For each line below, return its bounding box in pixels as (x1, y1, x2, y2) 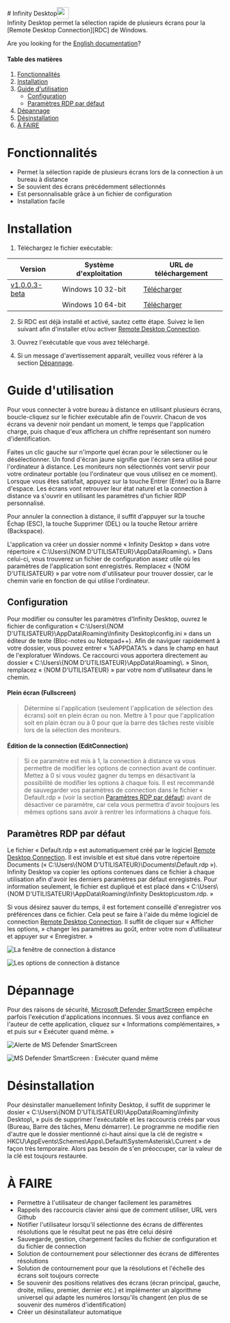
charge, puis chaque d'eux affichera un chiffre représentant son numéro (7, 428, 211, 436)
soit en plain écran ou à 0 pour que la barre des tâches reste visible (23, 718, 214, 727)
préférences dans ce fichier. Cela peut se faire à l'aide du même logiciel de (7, 911, 218, 919)
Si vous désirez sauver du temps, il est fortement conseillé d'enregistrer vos (7, 903, 221, 911)
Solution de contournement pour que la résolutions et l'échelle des (16, 1264, 205, 1272)
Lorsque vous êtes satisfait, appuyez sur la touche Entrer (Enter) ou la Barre (7, 477, 221, 486)
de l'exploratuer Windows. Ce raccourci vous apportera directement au (7, 651, 208, 659)
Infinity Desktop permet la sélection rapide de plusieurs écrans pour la (7, 19, 205, 27)
